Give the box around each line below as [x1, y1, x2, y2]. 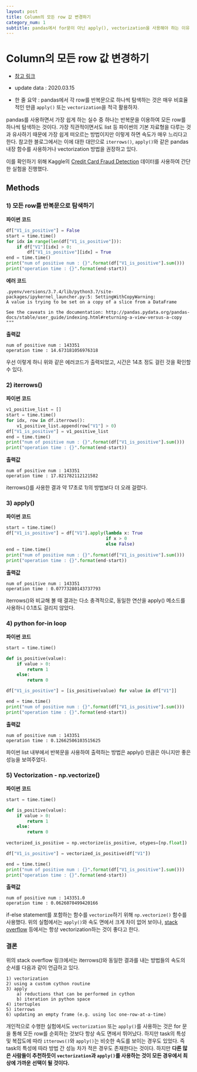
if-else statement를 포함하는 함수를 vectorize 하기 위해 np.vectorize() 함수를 [6, 911, 187, 918]
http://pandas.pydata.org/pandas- [106, 309, 191, 315]
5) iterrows [6, 1006, 35, 1012]
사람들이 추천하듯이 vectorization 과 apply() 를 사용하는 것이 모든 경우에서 [12, 1051, 182, 1059]
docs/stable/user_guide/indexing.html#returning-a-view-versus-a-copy [6, 315, 182, 320]
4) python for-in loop [6, 619, 67, 627]
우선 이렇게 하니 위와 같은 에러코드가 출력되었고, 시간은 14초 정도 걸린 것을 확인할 [6, 359, 191, 366]
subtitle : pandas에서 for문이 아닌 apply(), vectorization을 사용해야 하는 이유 [6, 25, 190, 31]
